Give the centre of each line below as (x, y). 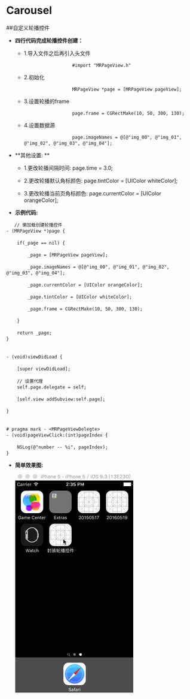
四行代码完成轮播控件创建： (49, 40)
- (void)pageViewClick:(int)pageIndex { (57, 435)
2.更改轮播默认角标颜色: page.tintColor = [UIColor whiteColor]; (101, 180)
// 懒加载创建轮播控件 (38, 225)
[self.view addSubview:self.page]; (61, 399)
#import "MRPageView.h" (102, 65)
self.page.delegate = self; (52, 387)
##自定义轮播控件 (28, 28)
